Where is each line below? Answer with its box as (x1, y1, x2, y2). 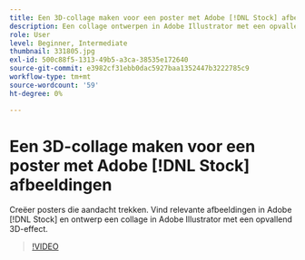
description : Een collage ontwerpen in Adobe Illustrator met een (9, 22, 266, 31)
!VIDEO (31, 241, 59, 252)
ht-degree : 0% (9, 89, 64, 98)
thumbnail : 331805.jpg (9, 47, 95, 56)
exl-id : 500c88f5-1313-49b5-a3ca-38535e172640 (9, 55, 189, 64)
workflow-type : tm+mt (9, 72, 92, 82)
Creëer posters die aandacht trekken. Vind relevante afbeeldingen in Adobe (9, 205, 292, 216)
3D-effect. (9, 224, 48, 235)
